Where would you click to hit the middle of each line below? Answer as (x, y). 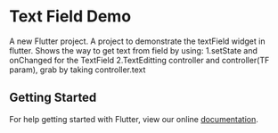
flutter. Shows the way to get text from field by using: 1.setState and (134, 50)
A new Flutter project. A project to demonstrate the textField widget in (137, 41)
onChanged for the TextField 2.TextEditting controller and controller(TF (139, 60)
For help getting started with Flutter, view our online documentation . (134, 119)
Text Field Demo (70, 17)
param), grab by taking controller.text (78, 70)
